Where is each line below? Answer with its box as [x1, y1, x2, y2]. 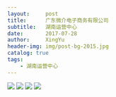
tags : [7, 56, 23, 63]
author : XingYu [7, 37, 65, 44]
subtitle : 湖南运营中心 [7, 23, 78, 30]
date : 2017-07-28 [7, 30, 78, 37]
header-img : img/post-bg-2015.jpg [7, 43, 110, 50]
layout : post [7, 10, 59, 18]
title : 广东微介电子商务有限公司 [7, 17, 109, 24]
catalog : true [7, 50, 50, 57]
